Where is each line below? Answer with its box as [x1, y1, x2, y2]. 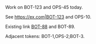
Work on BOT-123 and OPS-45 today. [5, 4, 83, 10]
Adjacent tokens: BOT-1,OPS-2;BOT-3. [5, 33, 85, 39]
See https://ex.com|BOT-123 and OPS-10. [5, 14, 92, 19]
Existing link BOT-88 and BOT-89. [5, 23, 75, 29]
